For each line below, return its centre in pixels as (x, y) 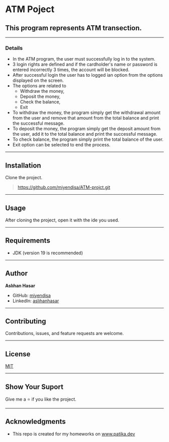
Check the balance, (40, 102)
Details (14, 48)
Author (16, 273)
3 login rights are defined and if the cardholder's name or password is (85, 65)
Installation (23, 165)
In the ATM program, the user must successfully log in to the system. (84, 59)
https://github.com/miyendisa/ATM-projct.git (64, 187)
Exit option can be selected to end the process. (61, 145)
